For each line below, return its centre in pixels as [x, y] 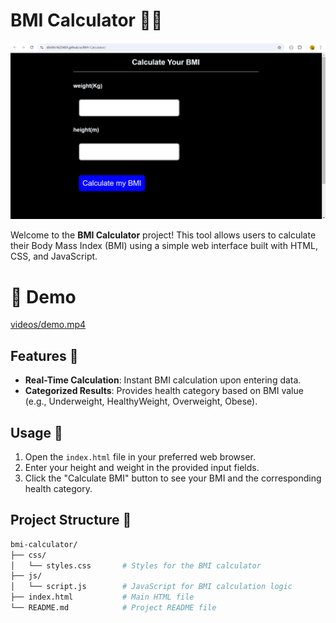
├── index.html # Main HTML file [102, 597]
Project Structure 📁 [71, 520]
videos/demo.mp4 [48, 325]
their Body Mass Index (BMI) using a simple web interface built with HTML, [164, 246]
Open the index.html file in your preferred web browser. [140, 457]
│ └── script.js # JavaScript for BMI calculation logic [151, 587]
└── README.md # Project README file [113, 608]
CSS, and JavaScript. [54, 256]
